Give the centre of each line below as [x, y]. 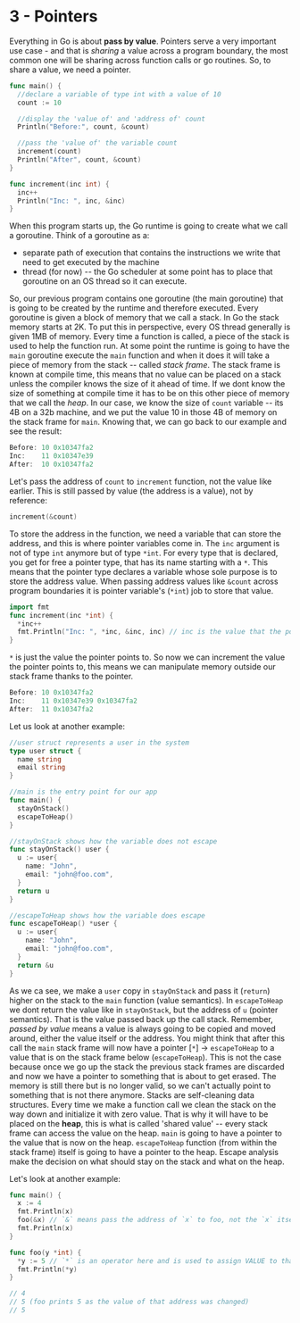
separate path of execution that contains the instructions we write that [151, 253]
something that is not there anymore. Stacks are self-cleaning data [132, 1094]
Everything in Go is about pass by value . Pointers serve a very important [143, 41]
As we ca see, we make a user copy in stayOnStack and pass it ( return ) [140, 990]
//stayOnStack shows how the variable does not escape [113, 841]
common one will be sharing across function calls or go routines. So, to [140, 60]
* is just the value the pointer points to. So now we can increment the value [147, 657]
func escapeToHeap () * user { [63, 924]
